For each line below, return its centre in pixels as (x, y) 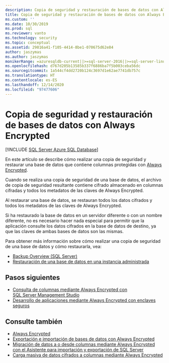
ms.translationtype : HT (30, 76)
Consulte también (34, 321)
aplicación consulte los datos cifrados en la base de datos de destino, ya (81, 226)
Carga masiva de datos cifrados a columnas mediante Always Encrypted (88, 355)
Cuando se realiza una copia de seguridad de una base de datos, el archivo (83, 180)
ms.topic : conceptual (28, 43)
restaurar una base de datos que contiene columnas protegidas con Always (83, 165)
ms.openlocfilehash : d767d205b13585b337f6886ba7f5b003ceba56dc (73, 66)
